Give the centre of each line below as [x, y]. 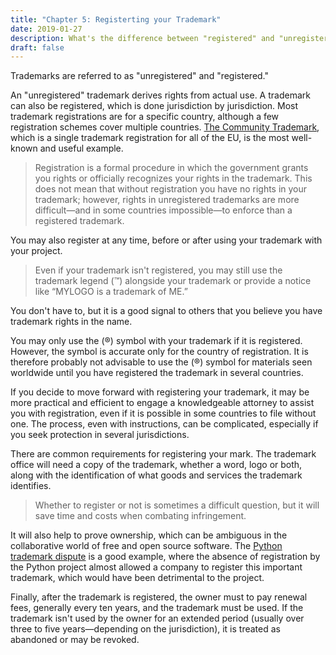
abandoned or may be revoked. [75, 640]
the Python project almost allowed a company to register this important [156, 567]
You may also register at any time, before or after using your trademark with [166, 240]
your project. [36, 251]
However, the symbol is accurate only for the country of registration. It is [159, 352]
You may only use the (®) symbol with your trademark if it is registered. [156, 341]
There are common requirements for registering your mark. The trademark [163, 454]
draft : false [37, 47]
